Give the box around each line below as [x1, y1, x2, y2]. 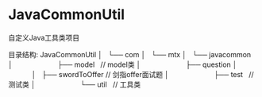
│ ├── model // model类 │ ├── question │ [8, 60, 238, 69]
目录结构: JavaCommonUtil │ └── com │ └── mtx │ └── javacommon [8, 49, 252, 59]
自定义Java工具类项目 [8, 33, 80, 42]
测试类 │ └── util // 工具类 [8, 80, 141, 89]
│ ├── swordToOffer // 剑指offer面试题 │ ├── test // [31, 69, 254, 79]
